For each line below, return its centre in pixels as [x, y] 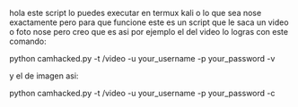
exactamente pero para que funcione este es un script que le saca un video [149, 22]
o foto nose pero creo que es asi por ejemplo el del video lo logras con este [149, 32]
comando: [28, 41]
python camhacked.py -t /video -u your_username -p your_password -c [142, 93]
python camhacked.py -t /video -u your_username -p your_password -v [142, 58]
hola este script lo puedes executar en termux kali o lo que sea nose [136, 13]
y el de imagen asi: [44, 76]
